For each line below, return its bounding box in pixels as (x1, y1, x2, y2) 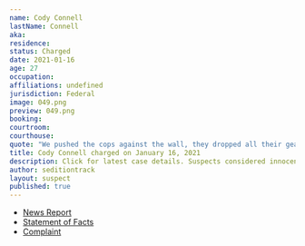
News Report (22, 207, 73, 218)
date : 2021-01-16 (9, 55, 75, 64)
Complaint (22, 226, 62, 237)
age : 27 (9, 64, 39, 74)
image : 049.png (9, 97, 67, 107)
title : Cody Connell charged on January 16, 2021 (9, 148, 202, 157)
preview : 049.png (9, 106, 75, 115)
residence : (9, 38, 51, 48)
